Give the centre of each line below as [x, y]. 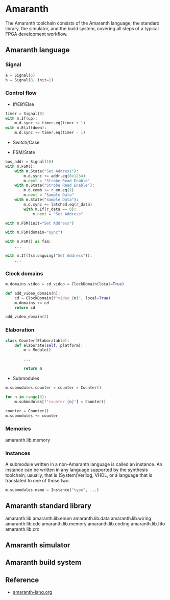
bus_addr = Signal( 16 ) [29, 162]
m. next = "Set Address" [58, 214]
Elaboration [20, 330]
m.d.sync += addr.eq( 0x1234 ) [55, 176]
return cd [25, 307]
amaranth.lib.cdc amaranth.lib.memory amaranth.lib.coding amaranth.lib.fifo [85, 524]
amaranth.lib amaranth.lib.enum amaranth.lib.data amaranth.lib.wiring [78, 518]
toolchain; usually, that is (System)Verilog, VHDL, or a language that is [79, 475]
